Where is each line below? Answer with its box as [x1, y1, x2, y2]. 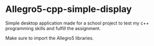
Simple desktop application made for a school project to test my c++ [5, 20, 149, 26]
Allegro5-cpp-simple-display [5, 3, 132, 15]
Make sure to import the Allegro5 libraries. [5, 35, 94, 41]
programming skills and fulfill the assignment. [5, 25, 101, 31]
